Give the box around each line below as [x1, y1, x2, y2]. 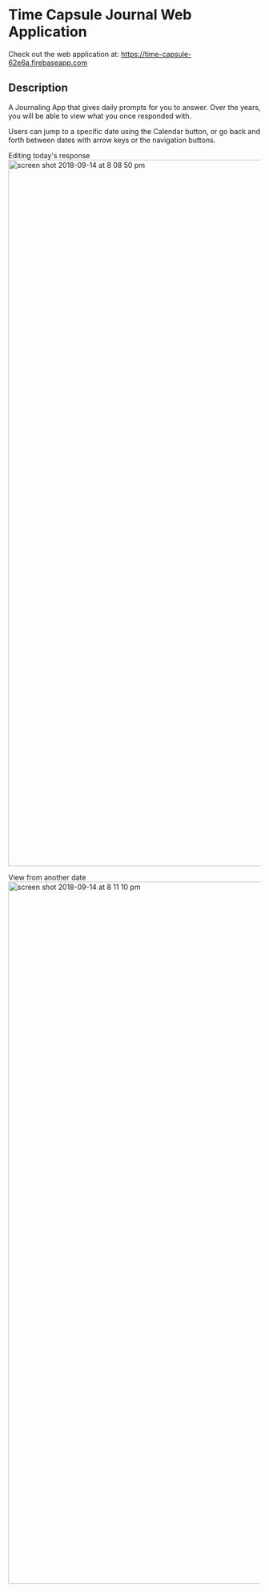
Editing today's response [8, 150, 90, 160]
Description [8, 81, 68, 95]
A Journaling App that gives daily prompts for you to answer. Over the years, [8, 102, 261, 112]
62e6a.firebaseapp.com [8, 58, 88, 67]
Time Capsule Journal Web [8, 6, 192, 24]
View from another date [8, 872, 86, 882]
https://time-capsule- [121, 49, 192, 59]
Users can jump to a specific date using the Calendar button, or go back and [8, 126, 261, 136]
